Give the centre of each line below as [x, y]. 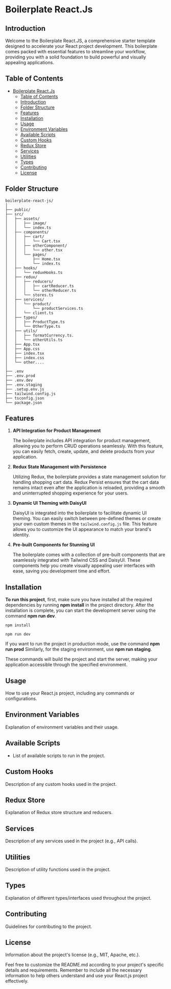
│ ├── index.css [25, 358]
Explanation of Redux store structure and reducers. [59, 813]
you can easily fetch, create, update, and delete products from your [84, 451]
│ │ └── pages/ [26, 254]
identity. [21, 535]
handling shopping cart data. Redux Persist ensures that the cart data [86, 482]
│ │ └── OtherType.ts [33, 326]
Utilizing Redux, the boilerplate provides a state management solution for [89, 477]
